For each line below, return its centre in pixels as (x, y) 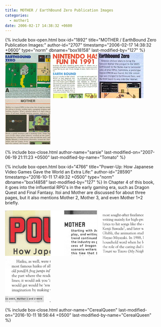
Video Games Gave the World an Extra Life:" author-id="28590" (69, 172)
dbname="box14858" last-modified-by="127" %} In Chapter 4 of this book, (80, 182)
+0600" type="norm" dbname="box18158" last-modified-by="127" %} (75, 50)
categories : (17, 15)
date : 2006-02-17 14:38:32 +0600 (39, 26)
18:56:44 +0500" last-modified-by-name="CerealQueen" (94, 315)
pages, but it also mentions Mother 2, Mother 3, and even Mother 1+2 (74, 198)
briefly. (12, 203)
